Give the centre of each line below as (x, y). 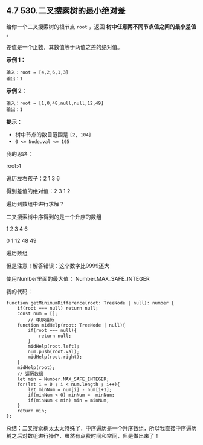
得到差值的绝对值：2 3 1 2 (38, 191)
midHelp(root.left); (54, 346)
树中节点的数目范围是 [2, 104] (53, 134)
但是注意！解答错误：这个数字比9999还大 (58, 266)
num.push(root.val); (54, 351)
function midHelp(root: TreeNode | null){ (71, 325)
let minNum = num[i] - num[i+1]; (70, 389)
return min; (32, 411)
